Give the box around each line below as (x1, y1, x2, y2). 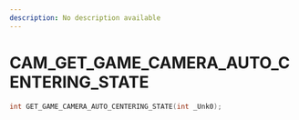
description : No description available (9, 13, 161, 23)
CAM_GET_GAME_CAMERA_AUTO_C (9, 52, 290, 73)
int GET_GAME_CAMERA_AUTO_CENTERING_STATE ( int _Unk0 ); (9, 102, 222, 111)
